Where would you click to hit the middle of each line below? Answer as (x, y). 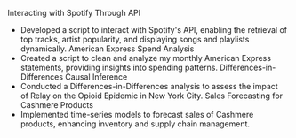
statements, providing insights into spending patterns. (119, 67)
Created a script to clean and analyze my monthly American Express (146, 58)
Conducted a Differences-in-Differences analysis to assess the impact (149, 86)
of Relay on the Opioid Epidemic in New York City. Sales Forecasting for (152, 96)
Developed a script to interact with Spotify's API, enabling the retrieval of (154, 30)
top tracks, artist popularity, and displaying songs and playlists (135, 39)
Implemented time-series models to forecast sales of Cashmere (137, 115)
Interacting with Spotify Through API (74, 13)
